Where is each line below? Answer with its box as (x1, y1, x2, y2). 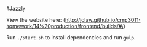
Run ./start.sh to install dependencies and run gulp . (6, 34, 136, 41)
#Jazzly (6, 5, 25, 12)
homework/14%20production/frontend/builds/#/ (6, 23, 124, 29)
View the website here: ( (6, 16, 66, 23)
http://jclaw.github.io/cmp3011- (65, 16, 141, 23)
